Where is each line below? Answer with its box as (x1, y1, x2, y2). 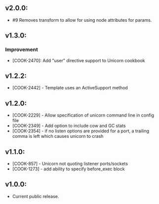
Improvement (5, 46, 38, 53)
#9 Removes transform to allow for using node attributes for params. (12, 17, 152, 23)
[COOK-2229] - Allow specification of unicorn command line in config (12, 112, 155, 118)
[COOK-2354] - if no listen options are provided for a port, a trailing (12, 128, 150, 134)
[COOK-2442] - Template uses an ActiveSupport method (12, 85, 128, 91)
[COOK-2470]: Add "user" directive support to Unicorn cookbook (12, 57, 145, 63)
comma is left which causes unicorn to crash (12, 133, 104, 139)
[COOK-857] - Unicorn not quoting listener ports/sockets (12, 161, 128, 166)
